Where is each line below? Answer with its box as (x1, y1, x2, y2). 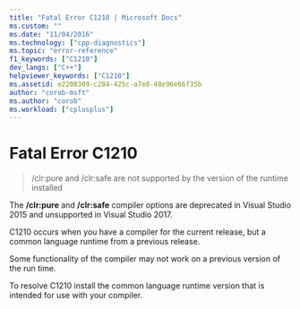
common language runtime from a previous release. (9, 236, 201, 247)
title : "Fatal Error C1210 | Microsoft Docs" (9, 13, 182, 22)
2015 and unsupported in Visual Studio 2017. (9, 210, 173, 220)
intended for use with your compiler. (9, 290, 143, 301)
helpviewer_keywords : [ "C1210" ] (9, 72, 130, 81)
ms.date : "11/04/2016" (9, 30, 94, 39)
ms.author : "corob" (9, 96, 82, 106)
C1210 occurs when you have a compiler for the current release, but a (9, 227, 266, 237)
